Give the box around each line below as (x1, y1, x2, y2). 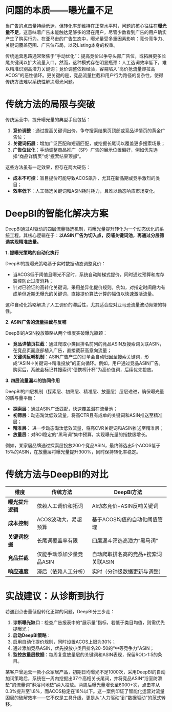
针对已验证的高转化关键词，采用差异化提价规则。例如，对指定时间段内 (12, 284, 161, 290)
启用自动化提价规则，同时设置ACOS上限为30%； (12, 638, 117, 645)
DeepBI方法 (114, 488, 142, 496)
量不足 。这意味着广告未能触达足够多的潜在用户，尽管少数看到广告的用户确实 (5, 29, 167, 35)
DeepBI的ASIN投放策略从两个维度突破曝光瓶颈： (5, 330, 107, 336)
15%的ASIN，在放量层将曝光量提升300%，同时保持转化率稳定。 (5, 448, 141, 455)
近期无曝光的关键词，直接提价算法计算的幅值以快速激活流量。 (26, 290, 157, 297)
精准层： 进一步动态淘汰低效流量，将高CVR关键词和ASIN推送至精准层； (12, 425, 164, 431)
